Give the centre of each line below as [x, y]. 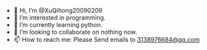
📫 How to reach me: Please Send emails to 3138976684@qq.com [107, 40]
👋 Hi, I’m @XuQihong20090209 [58, 10]
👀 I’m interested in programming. [59, 18]
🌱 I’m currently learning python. [58, 25]
